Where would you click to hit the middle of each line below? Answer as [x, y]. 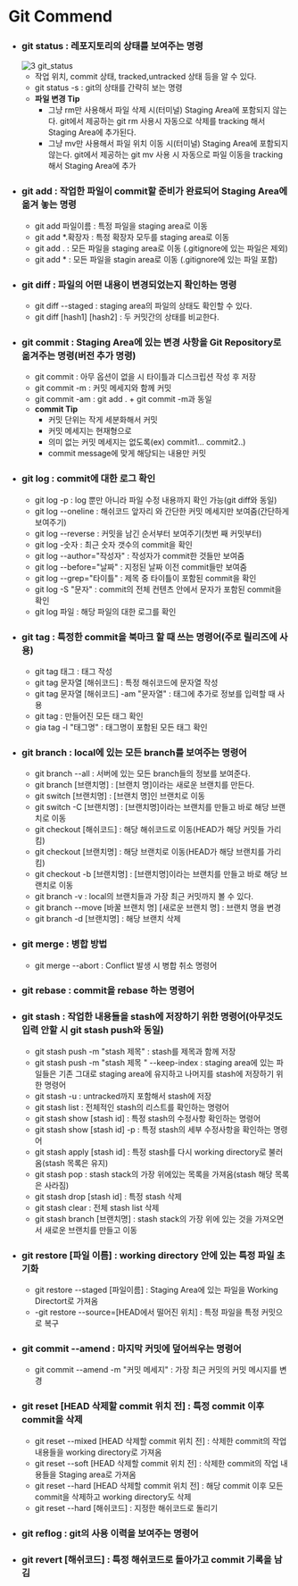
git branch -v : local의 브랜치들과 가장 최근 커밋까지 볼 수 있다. [144, 897]
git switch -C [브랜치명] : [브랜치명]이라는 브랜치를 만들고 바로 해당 [152, 807]
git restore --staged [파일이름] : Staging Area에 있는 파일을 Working [156, 1290]
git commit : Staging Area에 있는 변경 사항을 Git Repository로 [151, 342]
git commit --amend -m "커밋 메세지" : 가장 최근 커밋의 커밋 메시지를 [156, 1370]
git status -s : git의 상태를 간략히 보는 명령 [108, 88]
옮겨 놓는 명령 [49, 205]
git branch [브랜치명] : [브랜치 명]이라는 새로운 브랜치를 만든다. [145, 785]
